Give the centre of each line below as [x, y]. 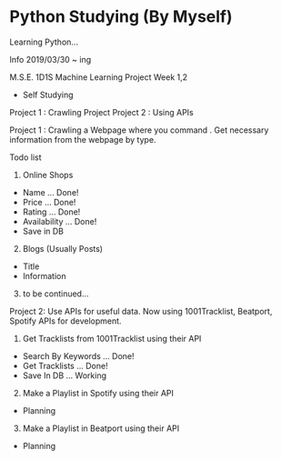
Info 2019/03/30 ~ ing [50, 59]
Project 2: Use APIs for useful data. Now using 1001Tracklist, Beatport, [141, 311]
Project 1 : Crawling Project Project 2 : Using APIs [101, 112]
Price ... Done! [49, 202]
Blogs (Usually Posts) [62, 248]
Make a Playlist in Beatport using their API [101, 428]
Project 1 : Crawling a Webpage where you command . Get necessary [139, 130]
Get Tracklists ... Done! [65, 365]
